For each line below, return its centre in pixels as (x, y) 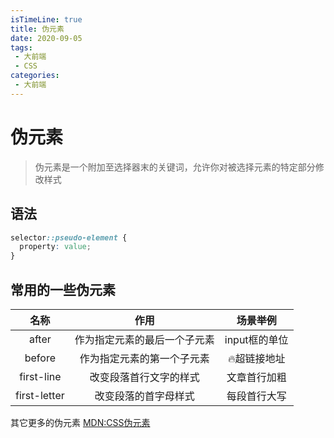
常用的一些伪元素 (63, 289)
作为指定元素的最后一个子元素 (144, 339)
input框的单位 (256, 339)
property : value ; (55, 247)
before (40, 358)
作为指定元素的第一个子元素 (144, 358)
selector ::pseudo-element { (69, 237)
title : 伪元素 (37, 29)
